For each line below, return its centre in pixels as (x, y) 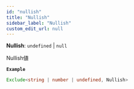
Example (16, 70)
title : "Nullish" (28, 17)
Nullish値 (18, 58)
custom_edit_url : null (35, 29)
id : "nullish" (24, 12)
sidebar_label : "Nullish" (39, 23)
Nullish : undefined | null (37, 46)
